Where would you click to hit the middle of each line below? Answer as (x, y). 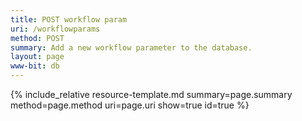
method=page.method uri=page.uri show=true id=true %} (130, 105)
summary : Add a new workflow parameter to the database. (131, 47)
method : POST (37, 38)
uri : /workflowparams (55, 29)
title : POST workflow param (69, 19)
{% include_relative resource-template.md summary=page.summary (151, 94)
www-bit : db (35, 66)
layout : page (37, 57)
